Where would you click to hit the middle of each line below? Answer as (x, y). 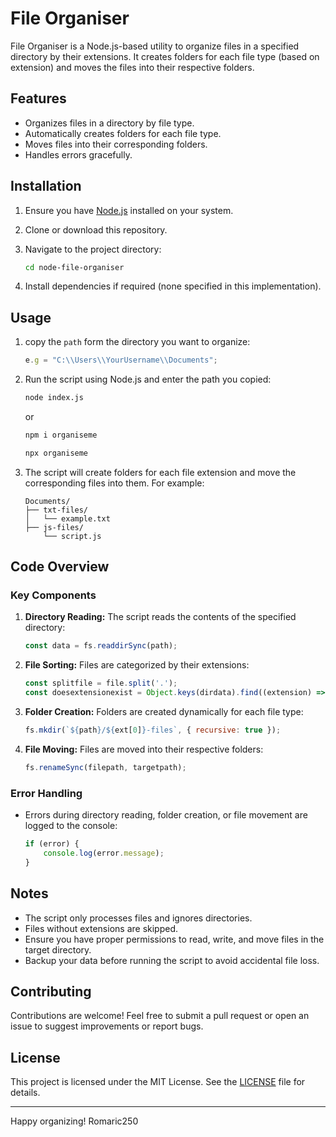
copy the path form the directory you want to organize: (137, 342)
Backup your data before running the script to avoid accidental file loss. (172, 960)
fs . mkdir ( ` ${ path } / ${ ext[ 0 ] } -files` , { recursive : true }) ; (153, 730)
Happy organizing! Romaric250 (74, 1121)
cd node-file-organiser (74, 267)
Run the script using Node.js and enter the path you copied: (148, 379)
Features (38, 98)
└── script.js (72, 536)
